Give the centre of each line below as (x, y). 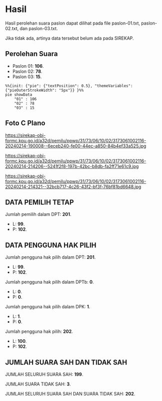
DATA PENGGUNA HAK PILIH (51, 245)
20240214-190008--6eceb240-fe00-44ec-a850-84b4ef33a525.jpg (76, 146)
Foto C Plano (25, 123)
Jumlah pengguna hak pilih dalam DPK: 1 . (48, 307)
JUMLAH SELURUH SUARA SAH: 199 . (44, 374)
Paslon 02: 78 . (27, 71)
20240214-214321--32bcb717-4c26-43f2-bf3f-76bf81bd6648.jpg (73, 186)
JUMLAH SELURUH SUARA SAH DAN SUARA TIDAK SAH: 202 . (70, 394)
